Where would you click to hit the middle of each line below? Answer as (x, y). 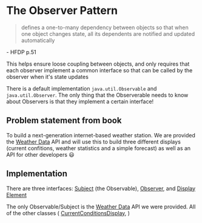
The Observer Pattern (62, 11)
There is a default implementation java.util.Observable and (82, 88)
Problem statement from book (64, 121)
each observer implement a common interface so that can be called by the (99, 70)
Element (17, 194)
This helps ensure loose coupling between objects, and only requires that (98, 64)
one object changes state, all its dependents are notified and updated (108, 33)
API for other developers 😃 (40, 154)
